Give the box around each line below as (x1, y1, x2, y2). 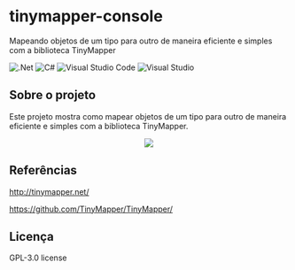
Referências (9, 163, 78, 178)
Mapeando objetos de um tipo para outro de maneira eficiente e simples (9, 35, 273, 46)
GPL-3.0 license (9, 252, 67, 263)
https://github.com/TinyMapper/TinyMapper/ (9, 204, 174, 214)
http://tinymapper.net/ (9, 186, 89, 197)
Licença (9, 228, 55, 244)
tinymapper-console (9, 6, 164, 27)
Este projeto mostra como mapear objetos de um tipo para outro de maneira (9, 111, 287, 121)
